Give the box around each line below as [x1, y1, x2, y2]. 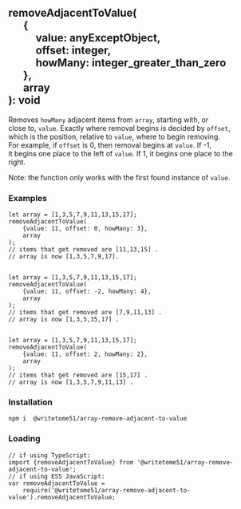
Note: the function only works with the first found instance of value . [8, 172, 231, 182]
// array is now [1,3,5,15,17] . [8, 315, 120, 324]
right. [8, 157, 26, 167]
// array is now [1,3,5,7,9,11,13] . [8, 378, 134, 386]
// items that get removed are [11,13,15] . [8, 246, 159, 254]
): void [8, 93, 41, 107]
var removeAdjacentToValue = [8, 479, 105, 487]
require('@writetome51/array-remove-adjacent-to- [22, 486, 192, 494]
